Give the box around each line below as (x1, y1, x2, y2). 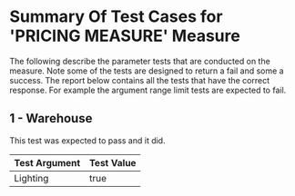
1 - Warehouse (9, 111, 93, 126)
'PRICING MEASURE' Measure (9, 25, 241, 46)
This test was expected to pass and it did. (9, 134, 166, 146)
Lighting (14, 171, 49, 184)
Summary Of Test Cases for (9, 6, 223, 27)
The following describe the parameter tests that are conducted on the (9, 55, 270, 66)
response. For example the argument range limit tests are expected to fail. (9, 84, 287, 95)
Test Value (89, 156, 137, 169)
